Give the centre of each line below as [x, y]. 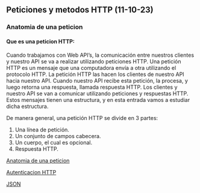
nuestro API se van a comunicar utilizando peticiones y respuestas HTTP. [97, 93]
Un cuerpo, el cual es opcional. [54, 142]
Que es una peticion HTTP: [41, 41]
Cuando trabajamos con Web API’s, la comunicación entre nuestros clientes [100, 55]
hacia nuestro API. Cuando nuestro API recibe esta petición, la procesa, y [97, 80]
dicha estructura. [27, 106]
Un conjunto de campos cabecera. [58, 136]
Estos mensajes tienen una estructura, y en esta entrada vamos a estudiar [98, 100]
